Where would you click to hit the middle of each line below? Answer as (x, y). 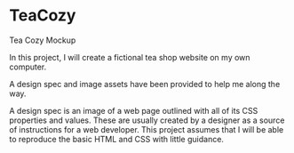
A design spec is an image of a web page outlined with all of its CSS (134, 110)
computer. (28, 67)
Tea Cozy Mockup (43, 40)
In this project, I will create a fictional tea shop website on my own (130, 57)
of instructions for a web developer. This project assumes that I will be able (147, 129)
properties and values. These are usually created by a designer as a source (147, 120)
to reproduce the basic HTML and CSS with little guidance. (117, 139)
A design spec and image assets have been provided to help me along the (145, 84)
